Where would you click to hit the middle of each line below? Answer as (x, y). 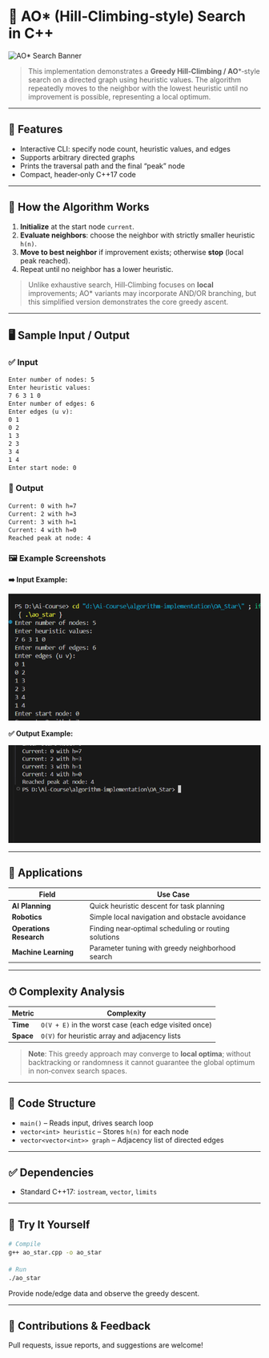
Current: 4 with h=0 (43, 530)
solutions (104, 937)
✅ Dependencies (51, 1172)
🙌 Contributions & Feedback (79, 1326)
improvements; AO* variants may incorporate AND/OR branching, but (142, 293)
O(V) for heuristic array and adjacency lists (111, 1036)
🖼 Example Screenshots (57, 558)
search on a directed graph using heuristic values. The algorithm (134, 79)
